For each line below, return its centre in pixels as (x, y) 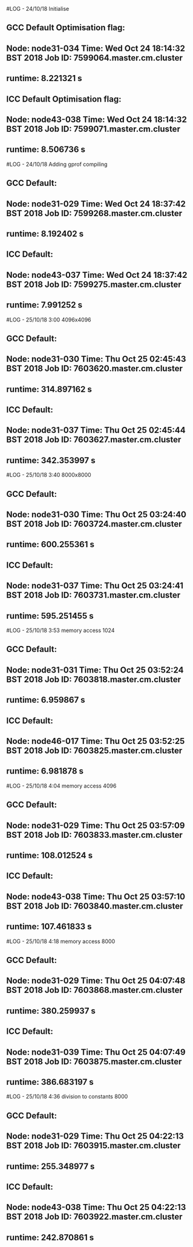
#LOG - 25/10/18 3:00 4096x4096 (49, 320)
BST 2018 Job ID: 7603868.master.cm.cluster (95, 990)
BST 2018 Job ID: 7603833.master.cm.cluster (94, 835)
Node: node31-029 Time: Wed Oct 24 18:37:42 (96, 204)
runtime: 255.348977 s (51, 1166)
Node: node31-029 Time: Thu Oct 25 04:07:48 (96, 981)
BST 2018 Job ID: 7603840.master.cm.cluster (95, 906)
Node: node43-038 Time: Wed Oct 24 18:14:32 (97, 120)
